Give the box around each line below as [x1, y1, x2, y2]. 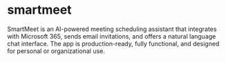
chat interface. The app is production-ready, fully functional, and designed [7, 39, 220, 48]
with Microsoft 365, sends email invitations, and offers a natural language [7, 32, 216, 40]
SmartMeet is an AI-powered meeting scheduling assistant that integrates [7, 25, 217, 33]
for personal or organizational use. [7, 47, 106, 55]
